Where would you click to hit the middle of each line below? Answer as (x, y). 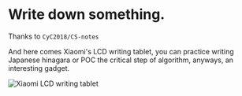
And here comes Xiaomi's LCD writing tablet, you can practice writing (121, 51)
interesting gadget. (39, 68)
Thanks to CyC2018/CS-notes (54, 36)
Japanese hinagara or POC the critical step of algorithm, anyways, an (121, 60)
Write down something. (87, 15)
